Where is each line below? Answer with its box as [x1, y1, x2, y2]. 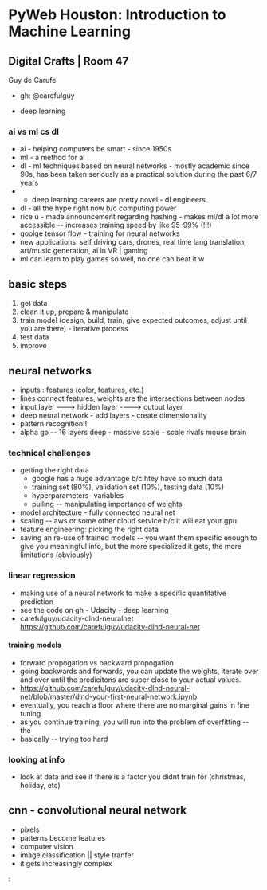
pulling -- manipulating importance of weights [31, 500, 183, 509]
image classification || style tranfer [19, 850, 134, 860]
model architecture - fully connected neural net [19, 508, 175, 517]
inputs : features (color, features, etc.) [19, 385, 144, 394]
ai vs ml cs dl [8, 126, 60, 137]
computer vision [19, 841, 73, 851]
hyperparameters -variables [31, 491, 124, 500]
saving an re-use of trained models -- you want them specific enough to [19, 533, 257, 543]
